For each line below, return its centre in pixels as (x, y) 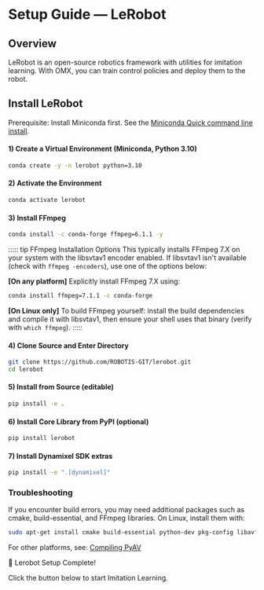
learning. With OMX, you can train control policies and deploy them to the (127, 71)
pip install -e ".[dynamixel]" (59, 473)
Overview (33, 44)
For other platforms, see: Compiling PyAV (75, 548)
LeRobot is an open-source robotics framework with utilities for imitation (125, 62)
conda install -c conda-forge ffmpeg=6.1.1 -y (86, 235)
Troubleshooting (40, 493)
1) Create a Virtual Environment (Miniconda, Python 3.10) (103, 149)
